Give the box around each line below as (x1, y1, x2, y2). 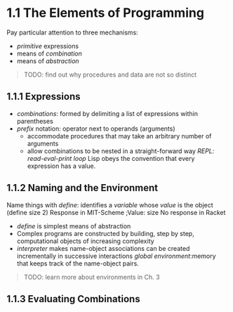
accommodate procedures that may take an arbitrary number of (27, 131, 212, 140)
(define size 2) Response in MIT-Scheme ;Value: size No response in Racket (6, 208, 226, 216)
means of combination (16, 49, 82, 58)
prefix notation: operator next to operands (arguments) (16, 124, 176, 133)
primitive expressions (16, 41, 79, 50)
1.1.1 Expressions (6, 91, 81, 103)
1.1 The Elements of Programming (6, 5, 205, 21)
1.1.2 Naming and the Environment (6, 182, 159, 194)
